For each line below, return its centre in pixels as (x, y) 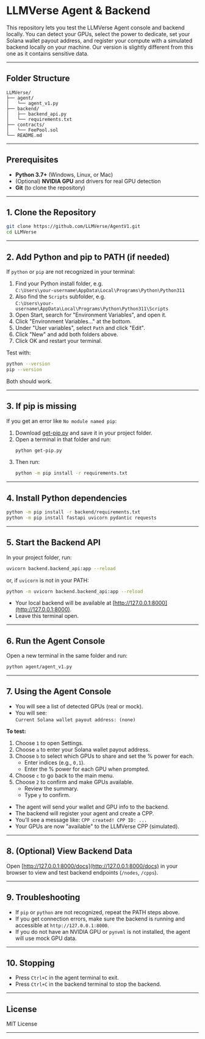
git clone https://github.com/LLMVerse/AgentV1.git (73, 227)
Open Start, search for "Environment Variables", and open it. (91, 315)
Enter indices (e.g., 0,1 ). (55, 762)
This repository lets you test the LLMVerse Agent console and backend (95, 28)
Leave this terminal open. (47, 616)
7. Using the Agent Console (59, 692)
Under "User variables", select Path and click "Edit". (80, 328)
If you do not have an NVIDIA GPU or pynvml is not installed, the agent (103, 931)
